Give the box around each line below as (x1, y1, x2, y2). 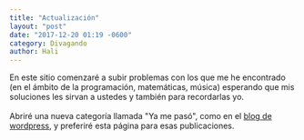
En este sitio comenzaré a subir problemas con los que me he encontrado (9, 72, 287, 83)
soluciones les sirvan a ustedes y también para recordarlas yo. (9, 92, 244, 103)
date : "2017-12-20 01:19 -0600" (9, 30, 132, 39)
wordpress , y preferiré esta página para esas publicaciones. (9, 120, 235, 132)
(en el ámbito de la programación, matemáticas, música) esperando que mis (9, 82, 295, 93)
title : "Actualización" (9, 13, 100, 23)
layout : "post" (9, 22, 67, 31)
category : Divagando (9, 38, 88, 48)
